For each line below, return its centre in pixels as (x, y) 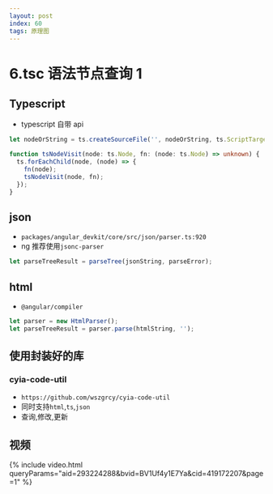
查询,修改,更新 (44, 417)
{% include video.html (46, 465)
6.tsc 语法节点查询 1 (76, 73)
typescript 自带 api (52, 124)
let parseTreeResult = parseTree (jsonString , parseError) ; (111, 262)
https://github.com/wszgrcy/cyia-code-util (96, 398)
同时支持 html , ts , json (55, 407)
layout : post (31, 16)
